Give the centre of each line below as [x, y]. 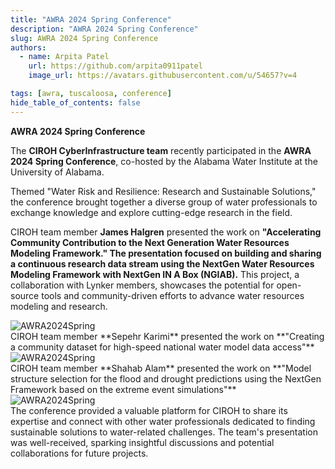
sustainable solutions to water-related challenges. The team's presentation [164, 432]
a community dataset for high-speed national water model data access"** [162, 347]
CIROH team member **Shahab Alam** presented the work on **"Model [161, 368]
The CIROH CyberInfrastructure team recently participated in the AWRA [161, 150]
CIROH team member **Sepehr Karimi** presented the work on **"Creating [167, 336]
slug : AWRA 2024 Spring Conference [84, 38]
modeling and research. [59, 306]
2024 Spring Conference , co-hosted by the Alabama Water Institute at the [164, 161]
